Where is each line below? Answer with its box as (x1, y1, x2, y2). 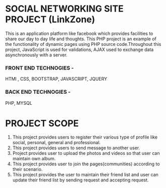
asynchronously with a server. (5, 51, 68, 58)
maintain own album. (12, 156, 56, 162)
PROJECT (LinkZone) (5, 14, 96, 25)
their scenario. (12, 166, 43, 172)
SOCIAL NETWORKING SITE (5, 3, 124, 15)
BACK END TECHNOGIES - (5, 89, 71, 96)
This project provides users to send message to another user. (12, 145, 140, 151)
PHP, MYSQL (5, 100, 33, 106)
